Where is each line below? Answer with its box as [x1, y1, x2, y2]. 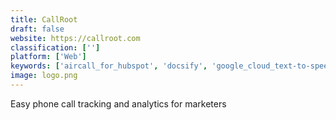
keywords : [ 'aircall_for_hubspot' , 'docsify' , [10, 61, 208, 71]
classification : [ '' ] [10, 42, 101, 53]
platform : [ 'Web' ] [10, 52, 87, 62]
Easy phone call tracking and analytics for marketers [10, 97, 227, 110]
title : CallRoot [10, 14, 78, 25]
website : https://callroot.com [10, 33, 141, 43]
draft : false [10, 24, 65, 34]
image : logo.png [10, 71, 78, 81]
